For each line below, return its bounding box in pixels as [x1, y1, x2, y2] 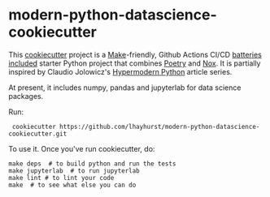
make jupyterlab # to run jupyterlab [8, 166, 140, 175]
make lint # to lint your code [8, 173, 115, 182]
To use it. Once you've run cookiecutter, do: [8, 143, 155, 153]
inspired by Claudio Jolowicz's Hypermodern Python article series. [8, 66, 233, 76]
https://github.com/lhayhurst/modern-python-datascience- [59, 122, 260, 131]
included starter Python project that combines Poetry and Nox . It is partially [8, 58, 261, 68]
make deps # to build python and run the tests [8, 160, 176, 168]
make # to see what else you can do [8, 181, 137, 189]
